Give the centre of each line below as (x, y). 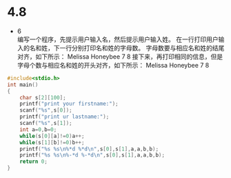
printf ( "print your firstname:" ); (69, 104)
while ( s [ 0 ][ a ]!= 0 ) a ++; (52, 136)
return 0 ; (34, 162)
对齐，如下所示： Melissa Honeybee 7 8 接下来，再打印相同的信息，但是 (120, 57)
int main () (23, 85)
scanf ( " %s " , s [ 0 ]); (46, 110)
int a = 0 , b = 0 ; (38, 129)
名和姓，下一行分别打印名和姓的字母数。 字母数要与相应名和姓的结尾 (127, 48)
